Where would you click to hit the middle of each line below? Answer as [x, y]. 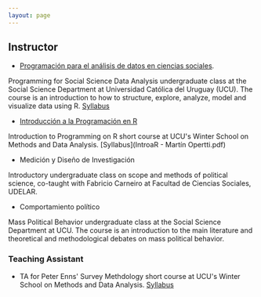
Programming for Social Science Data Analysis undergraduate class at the [127, 81]
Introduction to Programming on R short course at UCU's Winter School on [129, 136]
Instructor [33, 47]
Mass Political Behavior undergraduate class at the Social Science [115, 222]
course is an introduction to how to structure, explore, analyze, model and [127, 98]
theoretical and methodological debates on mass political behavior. [116, 239]
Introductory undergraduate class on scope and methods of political [118, 175]
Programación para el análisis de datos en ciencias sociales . [117, 66]
